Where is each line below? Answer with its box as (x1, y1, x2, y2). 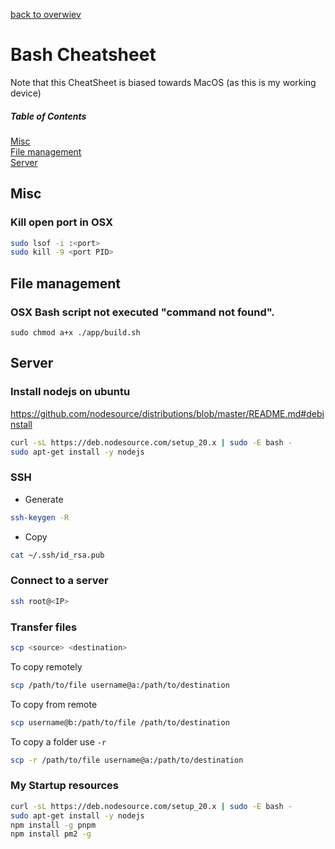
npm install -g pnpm (10, 820, 97, 830)
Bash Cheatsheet (10, 44, 157, 66)
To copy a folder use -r (10, 735, 107, 748)
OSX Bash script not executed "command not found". (10, 305, 275, 319)
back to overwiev (10, 9, 82, 20)
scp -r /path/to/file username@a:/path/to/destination (10, 755, 244, 765)
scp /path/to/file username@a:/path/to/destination (10, 680, 230, 690)
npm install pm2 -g (10, 829, 92, 839)
